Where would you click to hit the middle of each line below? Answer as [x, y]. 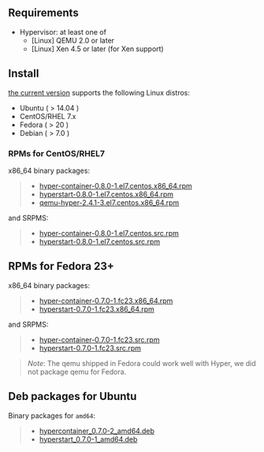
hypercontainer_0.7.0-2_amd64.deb [97, 431]
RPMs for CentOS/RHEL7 [56, 153]
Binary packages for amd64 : [52, 415]
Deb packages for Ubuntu [73, 396]
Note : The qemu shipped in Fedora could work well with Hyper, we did [141, 363]
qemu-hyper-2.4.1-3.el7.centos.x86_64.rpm [109, 202]
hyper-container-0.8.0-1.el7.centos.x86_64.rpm [115, 185]
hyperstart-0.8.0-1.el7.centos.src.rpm [100, 241]
